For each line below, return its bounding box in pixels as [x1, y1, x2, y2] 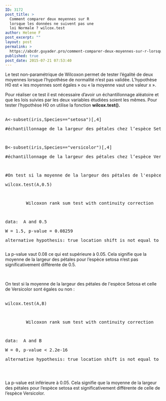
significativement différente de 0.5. [5, 262, 77, 268]
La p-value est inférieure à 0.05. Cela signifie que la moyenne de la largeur [5, 380, 157, 386]
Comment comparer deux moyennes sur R [9, 16, 90, 21]
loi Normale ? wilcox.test [9, 26, 65, 31]
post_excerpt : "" [5, 35, 41, 40]
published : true [5, 53, 39, 58]
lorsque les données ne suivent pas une [9, 21, 94, 26]
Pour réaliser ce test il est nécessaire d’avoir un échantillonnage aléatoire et [5, 92, 159, 98]
